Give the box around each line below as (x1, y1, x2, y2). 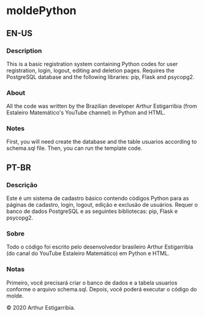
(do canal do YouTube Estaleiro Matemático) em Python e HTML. (6, 250, 170, 257)
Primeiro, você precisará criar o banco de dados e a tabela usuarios (6, 279, 178, 286)
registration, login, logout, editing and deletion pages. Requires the (6, 67, 175, 74)
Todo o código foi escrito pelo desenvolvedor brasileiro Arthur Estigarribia (6, 243, 194, 251)
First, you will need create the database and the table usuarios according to (6, 138, 197, 146)
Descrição (6, 181, 38, 189)
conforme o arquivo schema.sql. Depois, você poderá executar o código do (6, 285, 197, 293)
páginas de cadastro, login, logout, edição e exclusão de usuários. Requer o (6, 201, 198, 209)
